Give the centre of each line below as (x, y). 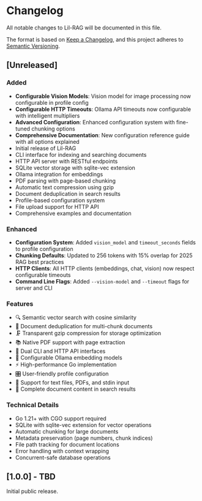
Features (20, 304)
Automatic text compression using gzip (65, 187)
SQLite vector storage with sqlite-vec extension (75, 168)
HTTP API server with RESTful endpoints (66, 161)
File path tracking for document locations (67, 444)
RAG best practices (39, 262)
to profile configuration (44, 249)
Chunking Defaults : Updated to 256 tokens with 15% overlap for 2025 (104, 255)
